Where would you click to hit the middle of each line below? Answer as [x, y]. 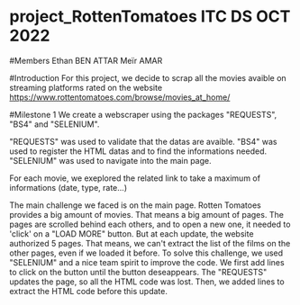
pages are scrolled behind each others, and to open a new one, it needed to [150, 224]
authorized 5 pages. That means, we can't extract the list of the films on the [150, 243]
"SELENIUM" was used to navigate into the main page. [110, 160]
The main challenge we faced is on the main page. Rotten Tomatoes [135, 205]
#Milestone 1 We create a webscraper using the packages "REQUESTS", [143, 114]
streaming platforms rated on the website [86, 87]
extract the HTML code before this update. [89, 291]
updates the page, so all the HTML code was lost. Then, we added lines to [147, 282]
